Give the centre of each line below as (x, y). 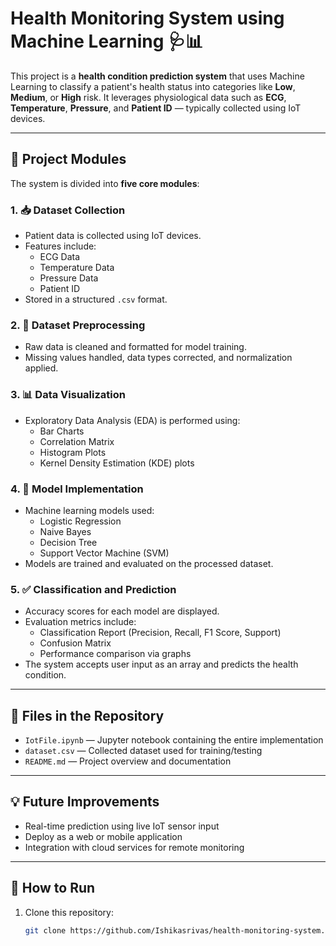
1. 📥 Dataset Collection (68, 210)
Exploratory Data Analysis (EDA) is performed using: (132, 420)
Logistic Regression (80, 521)
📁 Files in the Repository (87, 715)
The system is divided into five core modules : (105, 183)
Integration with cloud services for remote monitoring (134, 847)
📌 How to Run (53, 888)
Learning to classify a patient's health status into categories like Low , (153, 86)
